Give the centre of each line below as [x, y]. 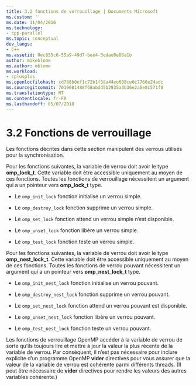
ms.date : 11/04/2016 [31, 22]
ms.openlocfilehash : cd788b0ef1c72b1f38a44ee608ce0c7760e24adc [85, 82]
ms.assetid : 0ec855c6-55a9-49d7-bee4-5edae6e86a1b [69, 55]
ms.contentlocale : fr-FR [36, 98]
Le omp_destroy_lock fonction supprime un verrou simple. [84, 208]
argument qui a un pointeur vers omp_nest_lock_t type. [73, 272]
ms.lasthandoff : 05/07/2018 [40, 104]
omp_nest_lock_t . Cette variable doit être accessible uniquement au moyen [97, 259]
